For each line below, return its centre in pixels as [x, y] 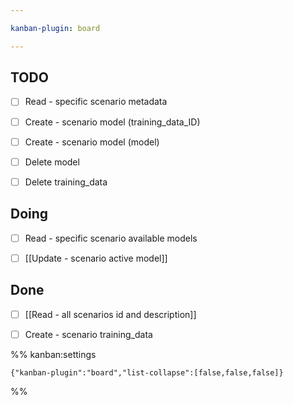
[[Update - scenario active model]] [96, 258]
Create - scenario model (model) [92, 142]
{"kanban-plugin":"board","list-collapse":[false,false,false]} [147, 372]
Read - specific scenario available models [111, 238]
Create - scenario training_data [88, 334]
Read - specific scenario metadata [96, 102]
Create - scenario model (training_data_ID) [112, 122]
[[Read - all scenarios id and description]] [110, 314]
